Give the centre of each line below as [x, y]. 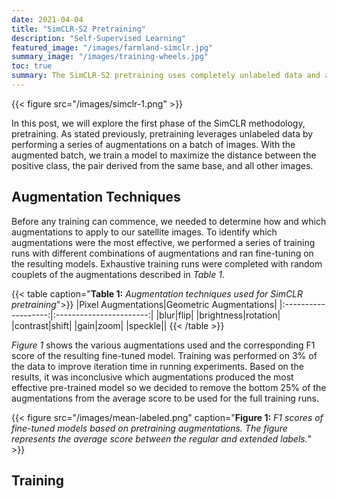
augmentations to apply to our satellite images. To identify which [144, 232]
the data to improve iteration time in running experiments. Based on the [157, 366]
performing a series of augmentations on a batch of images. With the [153, 144]
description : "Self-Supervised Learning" [99, 38]
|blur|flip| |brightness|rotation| [218, 315]
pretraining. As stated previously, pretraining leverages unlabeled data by [162, 133]
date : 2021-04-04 [47, 19]
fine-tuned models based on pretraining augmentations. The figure [149, 428]
